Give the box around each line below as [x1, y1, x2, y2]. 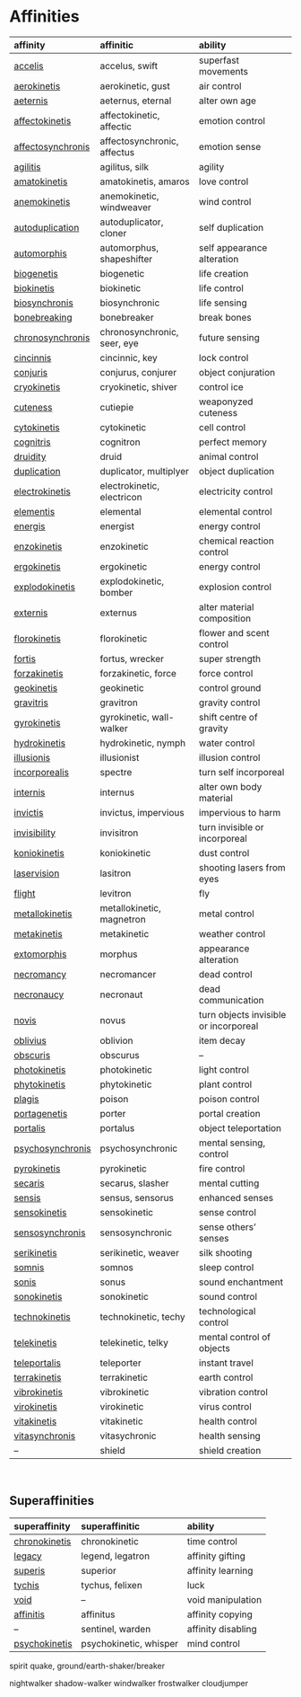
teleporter [99, 1357, 142, 1369]
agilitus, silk [99, 160, 150, 172]
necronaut [99, 988, 143, 1001]
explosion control [198, 580, 271, 593]
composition [198, 612, 252, 624]
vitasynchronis [13, 1429, 76, 1442]
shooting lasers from [198, 861, 287, 873]
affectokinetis [13, 114, 72, 127]
